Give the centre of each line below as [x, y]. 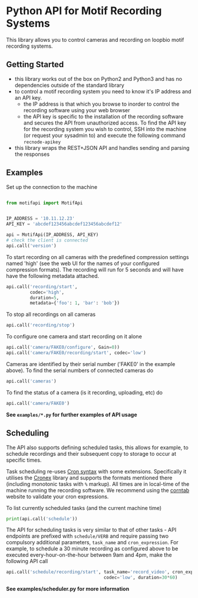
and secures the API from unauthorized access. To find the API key [105, 123]
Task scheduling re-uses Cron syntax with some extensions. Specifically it [96, 471]
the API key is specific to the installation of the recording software [103, 116]
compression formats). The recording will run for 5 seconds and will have [95, 269]
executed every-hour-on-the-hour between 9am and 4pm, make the [89, 555]
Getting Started [35, 65]
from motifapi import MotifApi [44, 203]
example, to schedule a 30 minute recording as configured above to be [92, 549]
